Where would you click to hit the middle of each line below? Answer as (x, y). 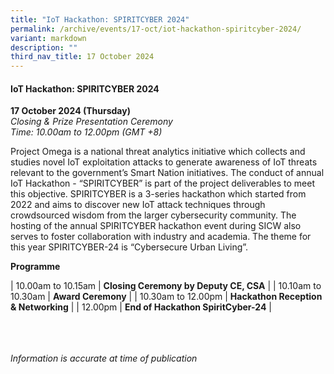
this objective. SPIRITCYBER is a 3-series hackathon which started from (158, 194)
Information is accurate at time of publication (104, 358)
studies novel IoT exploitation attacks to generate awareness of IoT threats (164, 162)
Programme (35, 267)
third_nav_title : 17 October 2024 (82, 57)
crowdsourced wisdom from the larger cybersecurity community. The (153, 215)
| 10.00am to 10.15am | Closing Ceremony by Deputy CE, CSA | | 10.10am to (166, 286)
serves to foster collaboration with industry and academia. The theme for (161, 237)
